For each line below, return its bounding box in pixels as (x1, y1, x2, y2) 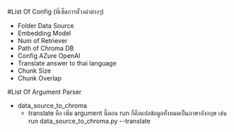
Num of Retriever (17, 37, 68, 44)
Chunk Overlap (17, 74, 62, 82)
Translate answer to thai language (17, 59, 117, 67)
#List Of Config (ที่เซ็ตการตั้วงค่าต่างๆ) (7, 8, 105, 16)
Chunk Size (17, 66, 52, 75)
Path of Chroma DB (17, 44, 74, 52)
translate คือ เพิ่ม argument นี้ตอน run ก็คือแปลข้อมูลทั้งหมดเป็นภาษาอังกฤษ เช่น (28, 109, 228, 117)
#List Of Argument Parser (7, 88, 82, 96)
